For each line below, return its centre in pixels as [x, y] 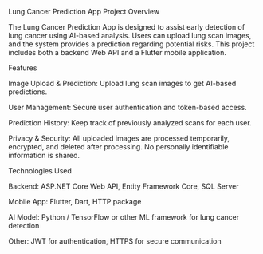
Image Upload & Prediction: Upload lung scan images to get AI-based [122, 83]
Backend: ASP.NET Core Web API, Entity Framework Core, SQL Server [124, 186]
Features [23, 68]
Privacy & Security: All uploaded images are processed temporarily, [119, 138]
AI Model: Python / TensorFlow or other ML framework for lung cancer [124, 217]
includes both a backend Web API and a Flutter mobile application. [118, 52]
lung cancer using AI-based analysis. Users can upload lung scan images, [130, 36]
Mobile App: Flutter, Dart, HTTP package [75, 202]
